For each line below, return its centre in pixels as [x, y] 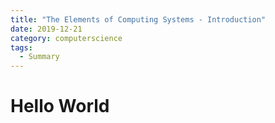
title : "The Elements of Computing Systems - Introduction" [138, 19]
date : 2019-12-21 [46, 29]
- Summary [39, 57]
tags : [21, 47]
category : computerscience [66, 38]
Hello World [60, 106]
